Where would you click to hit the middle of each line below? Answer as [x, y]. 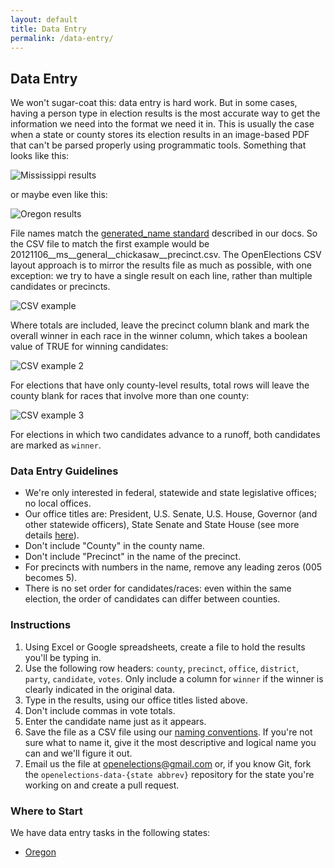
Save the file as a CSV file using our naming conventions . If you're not [168, 732]
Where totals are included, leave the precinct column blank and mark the [160, 325]
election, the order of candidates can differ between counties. [152, 599]
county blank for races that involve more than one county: [130, 396]
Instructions [41, 625]
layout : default [44, 19]
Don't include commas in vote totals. [100, 710]
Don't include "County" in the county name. [114, 546]
